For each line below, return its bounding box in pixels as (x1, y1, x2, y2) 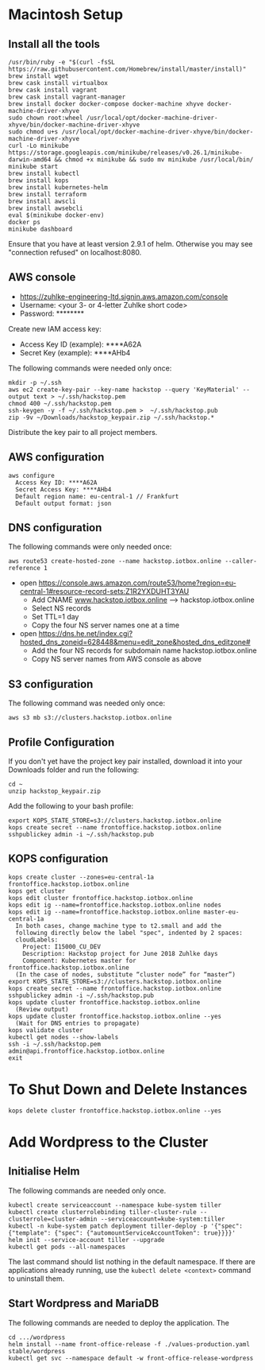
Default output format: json (15, 499, 112, 507)
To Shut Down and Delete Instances (8, 1081, 248, 1099)
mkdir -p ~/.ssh (8, 378, 62, 386)
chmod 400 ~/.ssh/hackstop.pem (8, 399, 112, 407)
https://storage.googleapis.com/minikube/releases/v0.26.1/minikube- (8, 149, 244, 157)
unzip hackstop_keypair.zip (8, 787, 102, 796)
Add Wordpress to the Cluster (8, 1133, 209, 1151)
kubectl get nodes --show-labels (8, 1033, 119, 1041)
